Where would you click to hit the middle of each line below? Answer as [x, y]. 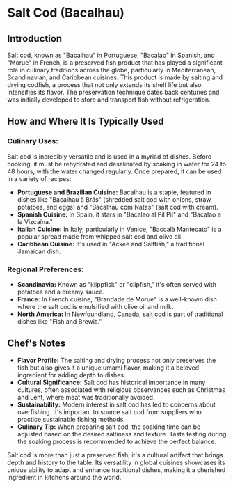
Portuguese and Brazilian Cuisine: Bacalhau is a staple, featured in [114, 192]
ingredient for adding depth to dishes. [71, 375]
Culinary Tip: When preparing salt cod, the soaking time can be [109, 427]
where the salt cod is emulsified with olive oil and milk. [95, 306]
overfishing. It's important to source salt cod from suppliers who [109, 411]
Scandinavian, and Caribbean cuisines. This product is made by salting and [115, 77]
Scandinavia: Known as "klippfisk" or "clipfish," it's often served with [117, 284]
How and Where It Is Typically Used [86, 121]
